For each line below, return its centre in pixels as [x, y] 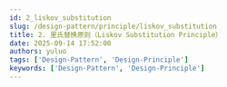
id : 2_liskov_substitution [60, 18]
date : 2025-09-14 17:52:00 [60, 43]
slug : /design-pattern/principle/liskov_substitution [113, 26]
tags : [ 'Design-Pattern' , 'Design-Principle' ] [99, 60]
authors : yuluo [38, 52]
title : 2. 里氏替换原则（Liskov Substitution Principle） [116, 34]
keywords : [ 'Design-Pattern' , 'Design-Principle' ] [107, 69]
